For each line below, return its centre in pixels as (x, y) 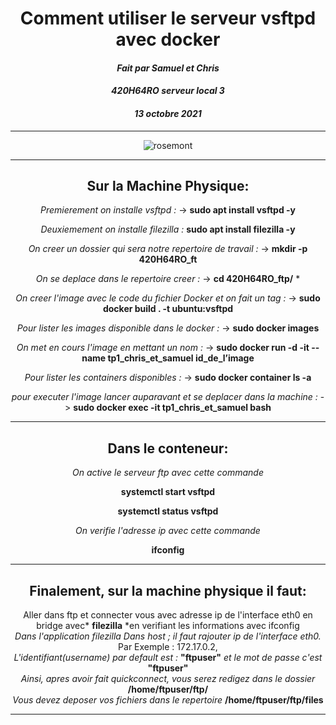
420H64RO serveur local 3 (168, 91)
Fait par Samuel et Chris (168, 68)
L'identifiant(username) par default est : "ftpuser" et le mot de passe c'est (168, 658)
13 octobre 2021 (168, 113)
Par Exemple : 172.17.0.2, (168, 647)
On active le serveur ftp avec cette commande (168, 473)
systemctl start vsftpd (168, 492)
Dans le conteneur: (168, 448)
